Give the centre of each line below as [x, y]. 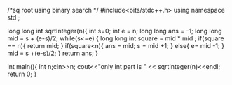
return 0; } [22, 74]
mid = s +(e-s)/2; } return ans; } [53, 53]
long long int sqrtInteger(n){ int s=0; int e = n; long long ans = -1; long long [115, 31]
